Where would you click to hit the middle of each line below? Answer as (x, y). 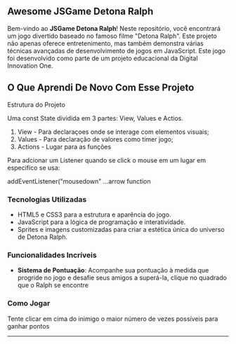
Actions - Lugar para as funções (64, 146)
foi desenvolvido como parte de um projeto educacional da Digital (103, 58)
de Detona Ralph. (42, 237)
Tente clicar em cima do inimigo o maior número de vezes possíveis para (113, 319)
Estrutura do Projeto (36, 104)
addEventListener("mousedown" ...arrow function (79, 181)
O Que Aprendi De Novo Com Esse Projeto (101, 88)
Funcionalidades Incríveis (52, 255)
